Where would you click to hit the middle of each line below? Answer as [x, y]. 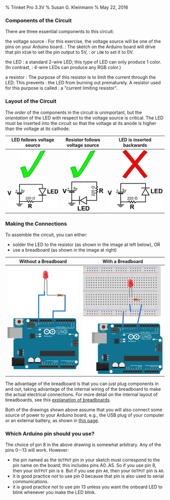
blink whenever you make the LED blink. [54, 492]
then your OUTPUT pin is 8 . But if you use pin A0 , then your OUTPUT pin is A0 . [89, 471]
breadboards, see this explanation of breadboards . [58, 400]
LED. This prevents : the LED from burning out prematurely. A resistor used [83, 83]
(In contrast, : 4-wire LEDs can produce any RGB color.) [63, 68]
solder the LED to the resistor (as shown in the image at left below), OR [86, 245]
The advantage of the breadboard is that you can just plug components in [82, 384]
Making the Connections [36, 224]
